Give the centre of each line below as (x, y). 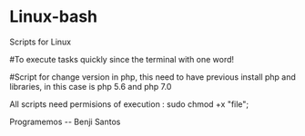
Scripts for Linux (40, 42)
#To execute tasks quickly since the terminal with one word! (122, 59)
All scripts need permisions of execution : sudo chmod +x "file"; (129, 104)
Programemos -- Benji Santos (65, 121)
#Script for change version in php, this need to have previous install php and (152, 77)
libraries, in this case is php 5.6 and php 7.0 (91, 86)
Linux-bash (54, 17)
